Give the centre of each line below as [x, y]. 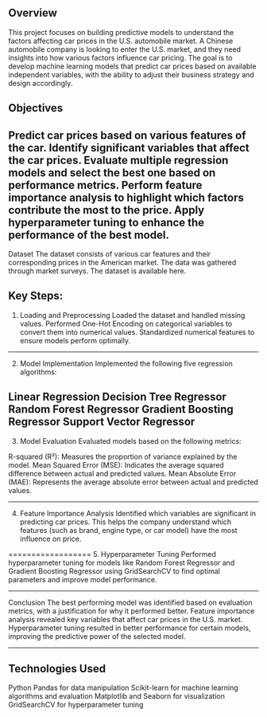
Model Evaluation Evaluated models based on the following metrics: [131, 441]
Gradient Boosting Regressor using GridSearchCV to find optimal [114, 571]
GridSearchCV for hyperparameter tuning [76, 705]
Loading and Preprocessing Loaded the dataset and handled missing [132, 315]
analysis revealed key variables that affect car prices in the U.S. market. [126, 619]
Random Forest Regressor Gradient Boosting [121, 409]
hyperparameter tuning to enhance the [106, 222]
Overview [33, 13]
